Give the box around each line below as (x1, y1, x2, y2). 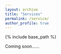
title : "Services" (5, 12, 42, 17)
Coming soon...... (5, 43, 40, 49)
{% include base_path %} (5, 34, 57, 40)
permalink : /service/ (5, 16, 49, 21)
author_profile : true (5, 20, 49, 26)
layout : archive (5, 7, 38, 12)
